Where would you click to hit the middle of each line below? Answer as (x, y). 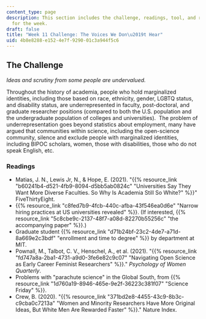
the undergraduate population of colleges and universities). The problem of (102, 118)
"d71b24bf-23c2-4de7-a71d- (144, 232)
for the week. (30, 23)
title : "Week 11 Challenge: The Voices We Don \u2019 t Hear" (85, 35)
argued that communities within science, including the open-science (93, 131)
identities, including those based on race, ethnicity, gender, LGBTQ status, (100, 98)
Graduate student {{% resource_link (61, 232)
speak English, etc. (30, 150)
